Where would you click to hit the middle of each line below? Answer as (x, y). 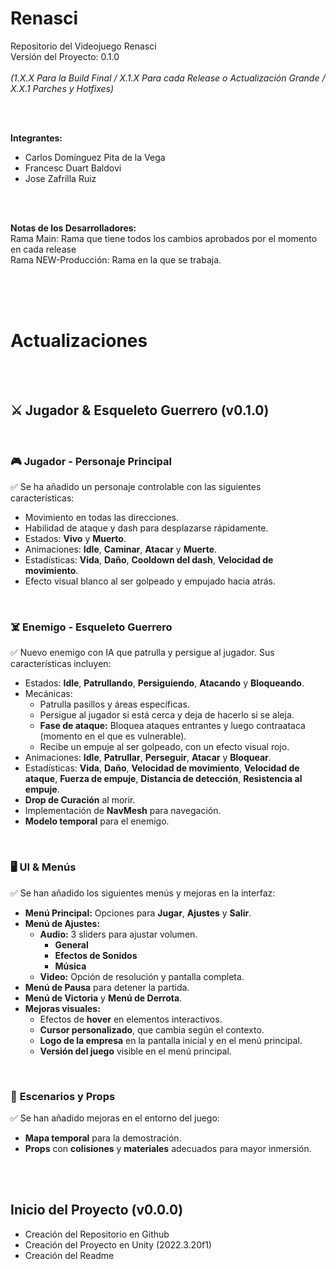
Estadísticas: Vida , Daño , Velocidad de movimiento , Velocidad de (162, 768)
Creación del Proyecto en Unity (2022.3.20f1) (118, 1244)
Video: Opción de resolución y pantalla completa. (142, 976)
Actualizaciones (79, 341)
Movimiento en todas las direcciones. (102, 517)
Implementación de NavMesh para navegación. (123, 811)
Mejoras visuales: (62, 1008)
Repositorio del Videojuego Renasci (83, 46)
